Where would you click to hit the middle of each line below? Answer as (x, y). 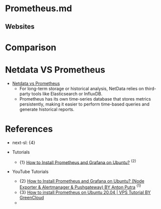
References (29, 129)
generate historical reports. (47, 109)
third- (151, 88)
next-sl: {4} (24, 143)
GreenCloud (32, 197)
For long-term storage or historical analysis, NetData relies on (82, 88)
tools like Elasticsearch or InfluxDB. (67, 94)
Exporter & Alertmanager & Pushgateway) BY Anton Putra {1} (80, 187)
